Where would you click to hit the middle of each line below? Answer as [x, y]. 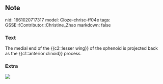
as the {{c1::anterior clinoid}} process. [43, 54]
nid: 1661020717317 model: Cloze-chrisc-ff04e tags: [58, 20]
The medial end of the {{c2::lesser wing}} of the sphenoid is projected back [81, 48]
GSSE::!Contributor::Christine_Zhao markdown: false [58, 25]
